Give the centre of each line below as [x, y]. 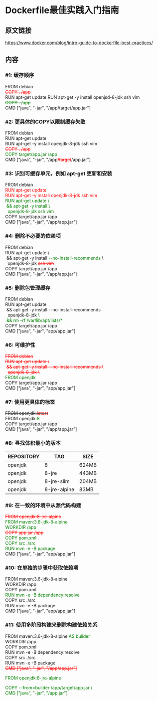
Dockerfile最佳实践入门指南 [62, 10]
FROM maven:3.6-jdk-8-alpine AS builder [48, 636]
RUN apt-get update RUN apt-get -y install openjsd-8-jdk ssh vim [73, 97]
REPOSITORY [24, 456]
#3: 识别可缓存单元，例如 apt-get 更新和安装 [59, 173]
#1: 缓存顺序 [20, 75]
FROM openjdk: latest [27, 413]
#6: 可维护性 [20, 345]
